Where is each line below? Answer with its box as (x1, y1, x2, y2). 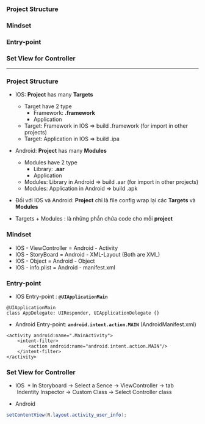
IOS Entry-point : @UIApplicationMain (15, 293, 108, 300)
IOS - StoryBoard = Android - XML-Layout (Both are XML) (15, 250, 160, 258)
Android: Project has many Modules (15, 147, 107, 155)
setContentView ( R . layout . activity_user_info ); (6, 412, 127, 419)
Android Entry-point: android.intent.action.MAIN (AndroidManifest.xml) (15, 320, 196, 328)
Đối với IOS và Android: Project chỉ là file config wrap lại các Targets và (15, 197, 196, 204)
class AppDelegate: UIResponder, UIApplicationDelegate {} (6, 310, 160, 316)
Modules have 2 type (24, 159, 77, 166)
